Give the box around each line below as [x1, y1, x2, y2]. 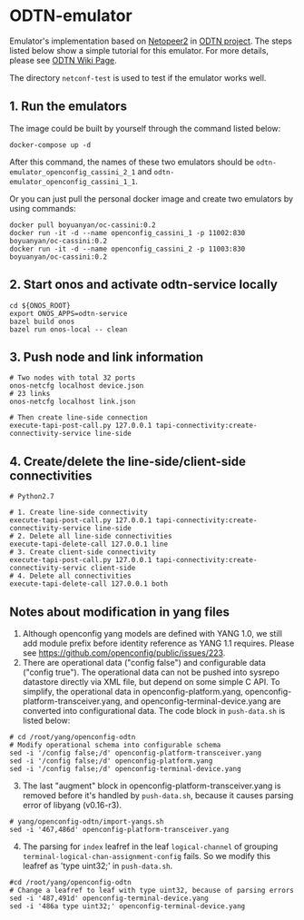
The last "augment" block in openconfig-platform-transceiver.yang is [22, 780, 281, 791]
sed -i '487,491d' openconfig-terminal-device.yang [9, 894, 209, 903]
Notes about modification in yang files [9, 604, 230, 619]
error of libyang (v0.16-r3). [22, 800, 123, 810]
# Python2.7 [9, 492, 54, 501]
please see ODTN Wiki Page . [9, 54, 117, 65]
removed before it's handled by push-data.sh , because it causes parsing [22, 790, 294, 800]
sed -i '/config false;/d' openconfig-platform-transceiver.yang [9, 748, 261, 757]
